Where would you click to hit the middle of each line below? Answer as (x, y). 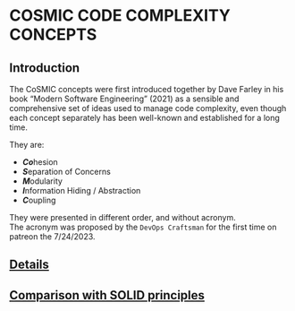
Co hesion (40, 162)
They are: (27, 145)
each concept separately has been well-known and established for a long (144, 118)
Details (29, 265)
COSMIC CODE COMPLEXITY (120, 16)
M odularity (42, 181)
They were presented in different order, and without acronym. (122, 217)
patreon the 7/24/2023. (52, 237)
